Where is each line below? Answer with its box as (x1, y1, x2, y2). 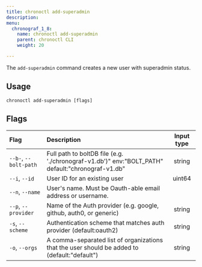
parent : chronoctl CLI (17, 37, 74, 43)
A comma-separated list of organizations (46, 236, 164, 244)
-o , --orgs (9, 243, 38, 251)
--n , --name (9, 188, 41, 196)
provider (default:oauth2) (46, 226, 118, 235)
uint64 (172, 174, 191, 182)
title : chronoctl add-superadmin (6, 8, 90, 15)
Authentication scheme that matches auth (46, 218, 165, 227)
